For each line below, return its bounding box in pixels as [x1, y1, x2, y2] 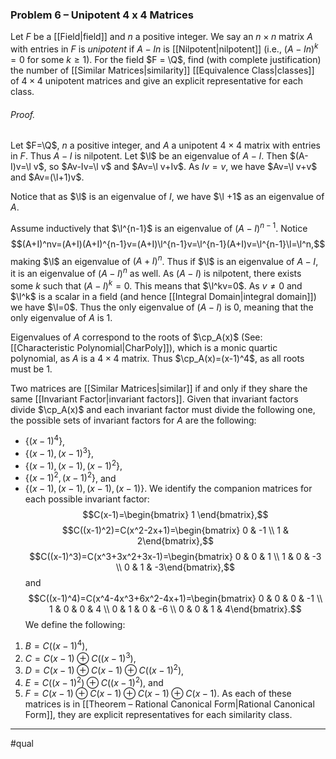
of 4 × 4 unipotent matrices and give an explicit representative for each [10, 74, 304, 87]
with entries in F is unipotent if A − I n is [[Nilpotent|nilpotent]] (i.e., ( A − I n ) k [10, 41, 319, 55]
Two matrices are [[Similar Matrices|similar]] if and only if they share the [10, 382, 308, 394]
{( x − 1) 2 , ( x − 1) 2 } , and [24, 470, 117, 484]
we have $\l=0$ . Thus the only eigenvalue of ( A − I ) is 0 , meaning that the [10, 301, 314, 313]
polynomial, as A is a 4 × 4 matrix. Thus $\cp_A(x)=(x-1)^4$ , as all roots [10, 352, 305, 364]
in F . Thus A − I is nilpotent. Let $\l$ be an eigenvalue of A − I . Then [10, 150, 288, 162]
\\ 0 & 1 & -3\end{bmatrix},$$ [115, 561, 236, 573]
